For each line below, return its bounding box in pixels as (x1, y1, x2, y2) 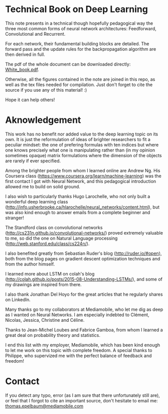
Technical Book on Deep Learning (5, 4, 148, 15)
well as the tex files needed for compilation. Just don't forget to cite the (5, 82, 153, 88)
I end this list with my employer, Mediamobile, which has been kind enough (5, 341, 160, 348)
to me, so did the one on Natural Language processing (5, 235, 118, 241)
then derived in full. (5, 51, 45, 57)
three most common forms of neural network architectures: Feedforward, (5, 25, 156, 31)
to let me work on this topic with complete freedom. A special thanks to (5, 347, 152, 353)
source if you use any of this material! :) (5, 87, 87, 93)
